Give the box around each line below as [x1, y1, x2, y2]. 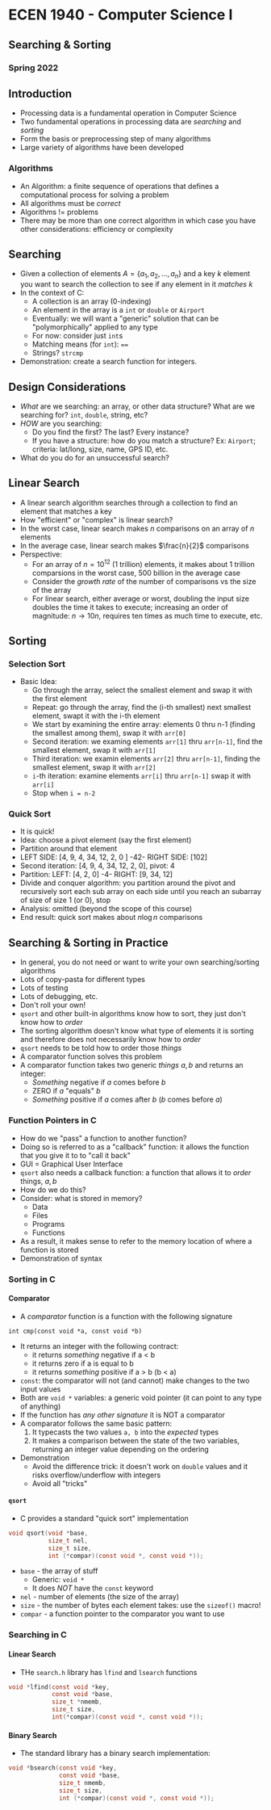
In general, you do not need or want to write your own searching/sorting [19, 957, 260, 967]
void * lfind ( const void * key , [8, 1682, 110, 1691]
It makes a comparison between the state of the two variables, [31, 1435, 240, 1445]
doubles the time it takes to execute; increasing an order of [31, 602, 228, 611]
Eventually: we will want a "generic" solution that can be [31, 313, 219, 324]
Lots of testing [19, 983, 69, 993]
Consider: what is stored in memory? [19, 1193, 143, 1203]
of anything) [19, 1401, 61, 1411]
